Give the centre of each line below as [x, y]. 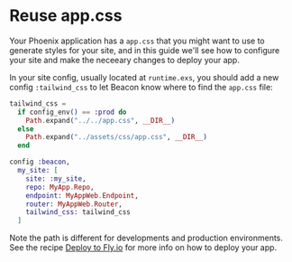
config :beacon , [40, 162]
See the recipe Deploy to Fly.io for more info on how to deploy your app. [143, 248]
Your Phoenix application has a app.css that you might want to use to [137, 41]
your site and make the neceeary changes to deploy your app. [125, 60]
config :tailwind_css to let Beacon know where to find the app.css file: [141, 87]
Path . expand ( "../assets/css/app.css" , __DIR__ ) [116, 137]
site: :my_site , [56, 178]
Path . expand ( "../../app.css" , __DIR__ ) [100, 120]
